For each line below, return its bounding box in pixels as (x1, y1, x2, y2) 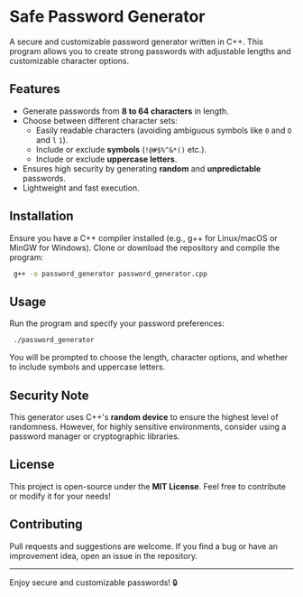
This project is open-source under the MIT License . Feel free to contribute (9, 480, 287, 491)
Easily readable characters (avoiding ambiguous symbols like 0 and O (35, 125, 292, 135)
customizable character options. (9, 55, 129, 66)
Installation (9, 209, 74, 224)
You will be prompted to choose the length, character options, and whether (9, 352, 289, 363)
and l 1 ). (35, 134, 69, 145)
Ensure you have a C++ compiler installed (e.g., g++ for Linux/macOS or (9, 232, 278, 243)
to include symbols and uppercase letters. (9, 361, 166, 372)
